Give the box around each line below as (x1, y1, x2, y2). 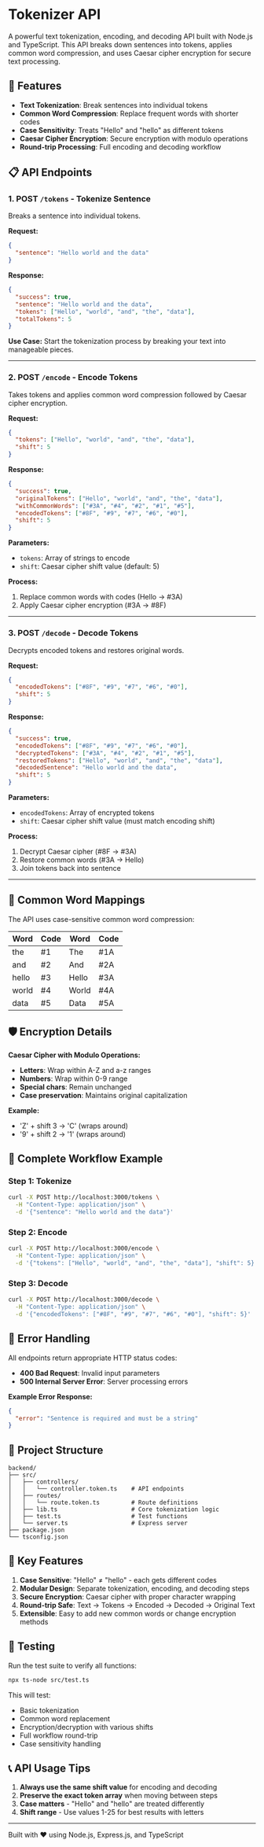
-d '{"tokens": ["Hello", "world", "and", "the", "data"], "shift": (15, 1259, 244, 1267)
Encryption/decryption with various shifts (19, 1722, 154, 1731)
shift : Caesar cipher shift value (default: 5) (19, 562, 159, 571)
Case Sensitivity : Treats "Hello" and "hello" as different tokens (19, 125, 224, 135)
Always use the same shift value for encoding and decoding (19, 1782, 218, 1792)
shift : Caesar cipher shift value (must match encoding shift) (19, 817, 215, 826)
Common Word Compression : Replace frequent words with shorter (19, 109, 239, 118)
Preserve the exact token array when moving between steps (19, 1791, 218, 1801)
